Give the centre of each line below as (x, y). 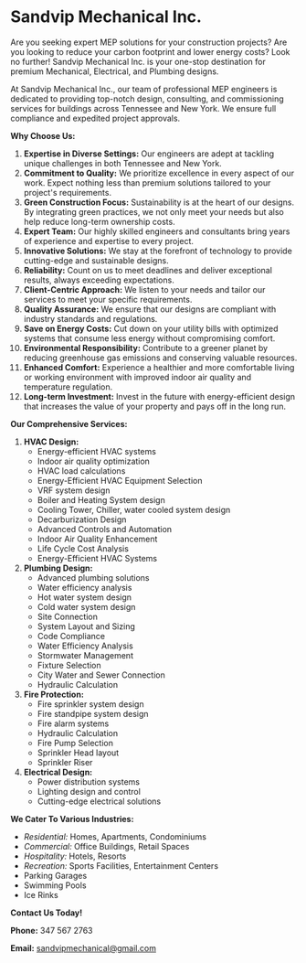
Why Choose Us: (43, 135)
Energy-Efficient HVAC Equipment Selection (120, 480)
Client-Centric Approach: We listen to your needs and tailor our (144, 289)
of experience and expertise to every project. (109, 241)
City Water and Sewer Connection (101, 675)
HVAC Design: (51, 442)
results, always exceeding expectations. (99, 280)
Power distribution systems (89, 781)
